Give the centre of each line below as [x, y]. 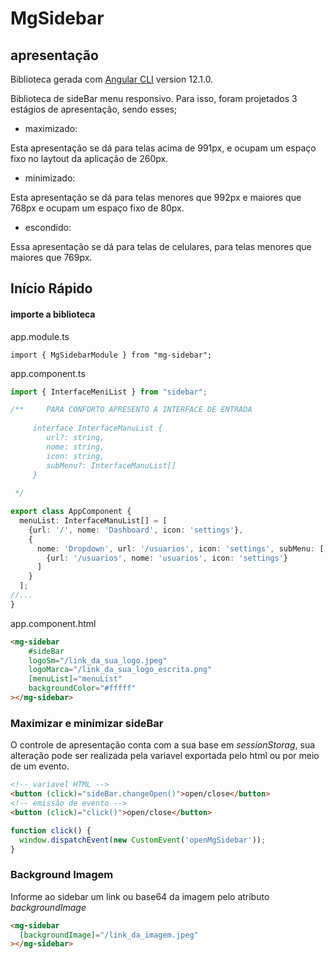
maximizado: [51, 128]
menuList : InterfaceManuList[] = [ [93, 521]
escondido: [48, 227]
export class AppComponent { [71, 512]
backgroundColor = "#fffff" [82, 688]
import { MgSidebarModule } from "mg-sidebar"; [111, 355]
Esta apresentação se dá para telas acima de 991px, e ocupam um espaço [163, 148]
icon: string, [75, 456]
